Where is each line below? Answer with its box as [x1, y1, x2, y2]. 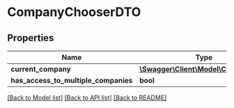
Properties [7, 32, 54, 44]
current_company [10, 64, 71, 74]
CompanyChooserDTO [7, 4, 141, 20]
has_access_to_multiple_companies [10, 76, 133, 85]
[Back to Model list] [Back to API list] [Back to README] [7, 93, 167, 102]
